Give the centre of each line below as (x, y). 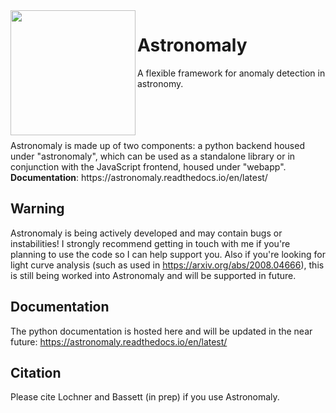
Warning (37, 209)
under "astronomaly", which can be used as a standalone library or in (153, 156)
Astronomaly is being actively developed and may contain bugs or (146, 233)
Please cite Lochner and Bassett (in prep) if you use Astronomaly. (145, 397)
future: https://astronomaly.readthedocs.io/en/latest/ (119, 341)
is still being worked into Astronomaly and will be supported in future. (153, 275)
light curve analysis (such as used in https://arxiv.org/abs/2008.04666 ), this (167, 265)
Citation (36, 372)
